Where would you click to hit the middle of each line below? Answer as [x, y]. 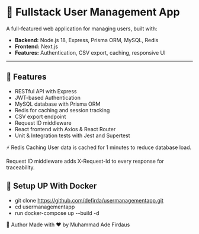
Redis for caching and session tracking [62, 110]
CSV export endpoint [40, 116]
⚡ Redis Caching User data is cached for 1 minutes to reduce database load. [99, 147]
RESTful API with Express [46, 91]
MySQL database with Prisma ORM [57, 104]
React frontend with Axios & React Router [65, 129]
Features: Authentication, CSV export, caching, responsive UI [90, 52]
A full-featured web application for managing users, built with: [82, 29]
